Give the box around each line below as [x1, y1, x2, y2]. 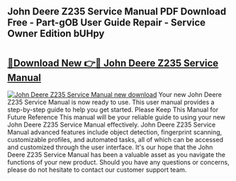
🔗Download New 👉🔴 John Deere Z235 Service [7, 57, 219, 69]
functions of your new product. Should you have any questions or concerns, [7, 158, 230, 166]
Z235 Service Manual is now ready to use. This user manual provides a [7, 98, 215, 106]
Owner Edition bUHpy [7, 28, 105, 40]
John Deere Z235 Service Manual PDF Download [7, 6, 227, 18]
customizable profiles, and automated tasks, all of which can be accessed [7, 136, 223, 144]
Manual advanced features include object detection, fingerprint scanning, [7, 128, 223, 136]
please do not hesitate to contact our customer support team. [7, 165, 187, 174]
